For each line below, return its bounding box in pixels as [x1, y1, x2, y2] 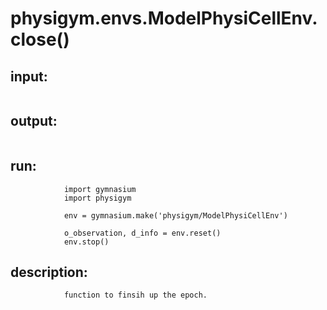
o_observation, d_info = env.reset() [63, 228, 222, 238]
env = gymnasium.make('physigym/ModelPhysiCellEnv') [63, 210, 288, 221]
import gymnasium [63, 184, 137, 194]
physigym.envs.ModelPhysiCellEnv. [10, 7, 318, 30]
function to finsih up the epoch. [63, 290, 208, 301]
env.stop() [63, 237, 110, 247]
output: [10, 113, 58, 130]
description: [10, 264, 88, 281]
